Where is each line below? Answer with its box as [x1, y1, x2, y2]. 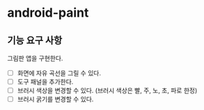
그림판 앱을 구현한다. [7, 54, 63, 62]
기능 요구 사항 [7, 34, 63, 46]
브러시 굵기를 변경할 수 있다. [17, 95, 94, 104]
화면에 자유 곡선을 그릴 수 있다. [17, 69, 101, 77]
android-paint [7, 5, 89, 21]
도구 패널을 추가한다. [17, 78, 74, 86]
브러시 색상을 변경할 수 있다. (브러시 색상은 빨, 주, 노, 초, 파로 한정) [17, 86, 198, 95]
